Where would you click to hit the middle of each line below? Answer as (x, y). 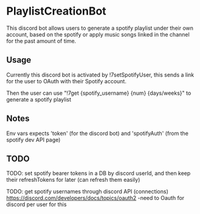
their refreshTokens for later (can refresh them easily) (73, 180)
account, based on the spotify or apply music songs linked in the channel (98, 34)
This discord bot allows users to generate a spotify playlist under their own (100, 28)
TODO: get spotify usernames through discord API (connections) (88, 192)
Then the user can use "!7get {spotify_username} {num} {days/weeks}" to (99, 93)
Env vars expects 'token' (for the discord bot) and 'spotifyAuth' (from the (97, 133)
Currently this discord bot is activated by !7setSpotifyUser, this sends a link (100, 75)
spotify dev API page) (33, 140)
